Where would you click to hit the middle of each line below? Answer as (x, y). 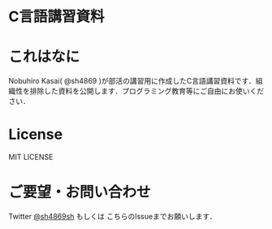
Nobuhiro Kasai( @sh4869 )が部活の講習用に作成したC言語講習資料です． (132, 81)
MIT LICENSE (31, 157)
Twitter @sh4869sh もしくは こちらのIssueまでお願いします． (112, 216)
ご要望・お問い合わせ (80, 192)
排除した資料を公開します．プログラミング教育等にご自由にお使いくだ (147, 91)
